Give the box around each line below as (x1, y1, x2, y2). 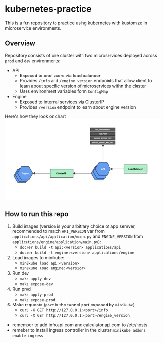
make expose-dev (19, 281, 53, 287)
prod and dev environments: (5, 58, 61, 64)
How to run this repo (5, 210, 69, 218)
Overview (5, 39, 36, 48)
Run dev (12, 270, 29, 276)
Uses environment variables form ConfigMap (19, 88, 108, 94)
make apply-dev (19, 276, 51, 281)
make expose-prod (19, 297, 55, 302)
